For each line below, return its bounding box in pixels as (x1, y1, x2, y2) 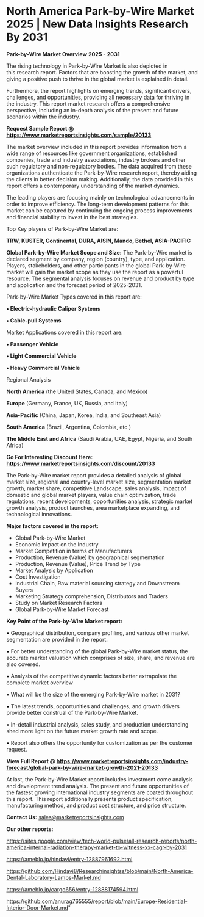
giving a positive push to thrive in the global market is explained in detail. (6, 75, 189, 82)
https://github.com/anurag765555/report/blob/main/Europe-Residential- (6, 897, 188, 905)
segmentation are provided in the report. (6, 636, 108, 643)
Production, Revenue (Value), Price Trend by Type (15, 560, 141, 567)
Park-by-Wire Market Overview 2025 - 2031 (6, 50, 120, 57)
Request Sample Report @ (6, 125, 74, 132)
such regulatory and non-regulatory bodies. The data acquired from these (6, 162, 192, 170)
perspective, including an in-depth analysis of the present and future (6, 106, 179, 114)
